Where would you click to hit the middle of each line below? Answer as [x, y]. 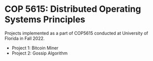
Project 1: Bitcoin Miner [35, 48]
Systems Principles [45, 19]
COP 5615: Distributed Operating [73, 9]
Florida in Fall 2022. [25, 38]
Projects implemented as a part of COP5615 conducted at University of [76, 33]
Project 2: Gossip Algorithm [40, 53]
